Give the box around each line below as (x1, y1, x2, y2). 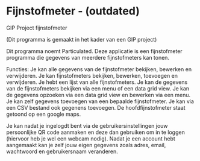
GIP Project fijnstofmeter (6, 24, 67, 31)
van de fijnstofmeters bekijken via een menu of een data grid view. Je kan (6, 84, 190, 92)
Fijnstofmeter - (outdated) (6, 4, 140, 18)
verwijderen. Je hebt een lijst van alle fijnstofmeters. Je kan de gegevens (6, 78, 188, 86)
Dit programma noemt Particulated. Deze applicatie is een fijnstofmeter (6, 47, 183, 55)
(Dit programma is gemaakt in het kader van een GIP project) (6, 36, 157, 43)
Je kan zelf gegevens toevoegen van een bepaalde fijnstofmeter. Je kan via (6, 98, 195, 105)
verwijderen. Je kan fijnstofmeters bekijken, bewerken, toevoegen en (6, 72, 178, 79)
